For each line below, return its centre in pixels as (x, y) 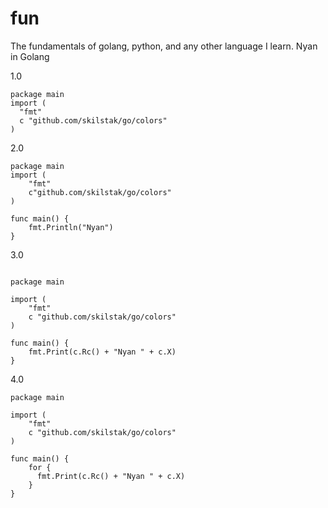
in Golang (30, 56)
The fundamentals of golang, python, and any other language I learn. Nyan (164, 46)
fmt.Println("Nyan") (71, 227)
